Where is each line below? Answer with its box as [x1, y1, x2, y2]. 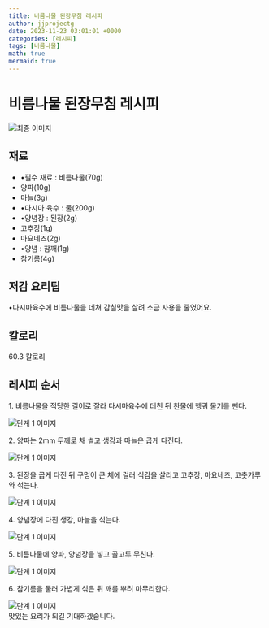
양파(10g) [20, 182, 51, 192]
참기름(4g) [20, 253, 55, 263]
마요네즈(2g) [20, 233, 61, 243]
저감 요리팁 [8, 279, 61, 293]
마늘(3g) [20, 193, 49, 202]
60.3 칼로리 [8, 352, 46, 362]
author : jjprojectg [8, 19, 75, 28]
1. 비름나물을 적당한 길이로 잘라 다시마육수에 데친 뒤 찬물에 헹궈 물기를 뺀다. [8, 401, 248, 411]
